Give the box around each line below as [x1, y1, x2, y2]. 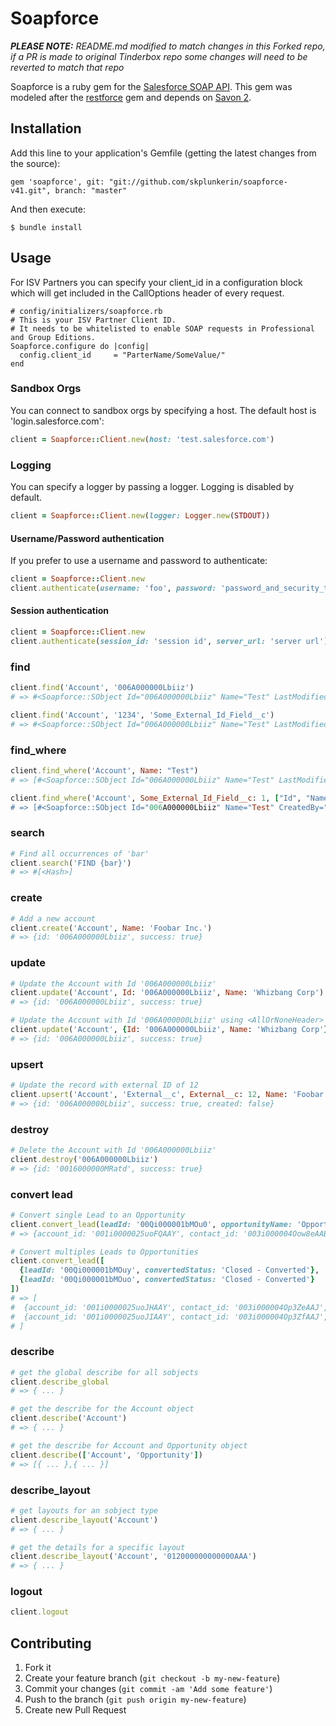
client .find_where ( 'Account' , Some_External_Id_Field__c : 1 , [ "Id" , [10, 793, 302, 803]
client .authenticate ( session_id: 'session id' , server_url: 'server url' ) [10, 636, 329, 646]
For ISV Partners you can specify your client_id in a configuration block [10, 276, 303, 288]
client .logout [10, 1607, 70, 1617]
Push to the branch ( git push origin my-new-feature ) [24, 1693, 247, 1706]
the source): [10, 157, 61, 169]
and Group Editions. [10, 332, 97, 342]
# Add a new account [10, 913, 97, 924]
